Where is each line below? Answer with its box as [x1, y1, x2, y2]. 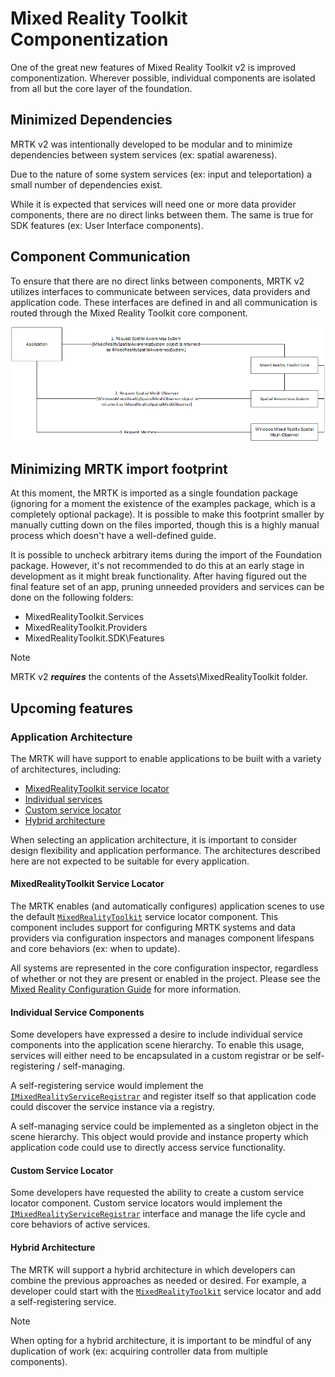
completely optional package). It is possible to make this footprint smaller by [10, 508, 325, 521]
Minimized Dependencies [10, 112, 173, 129]
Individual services [24, 793, 103, 805]
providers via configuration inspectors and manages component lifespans [10, 932, 315, 944]
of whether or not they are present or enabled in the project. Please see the [10, 973, 321, 985]
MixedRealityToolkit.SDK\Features [24, 632, 165, 644]
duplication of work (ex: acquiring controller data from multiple [10, 1345, 268, 1357]
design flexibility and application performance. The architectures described [10, 844, 321, 856]
